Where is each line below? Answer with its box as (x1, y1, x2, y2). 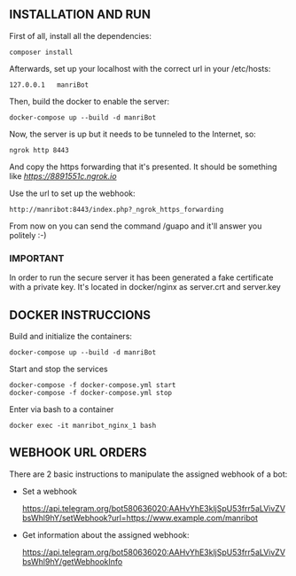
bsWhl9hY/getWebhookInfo (21, 556, 123, 566)
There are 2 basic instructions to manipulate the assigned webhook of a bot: (9, 469, 288, 479)
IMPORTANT (9, 252, 65, 264)
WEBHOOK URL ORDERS (9, 445, 148, 460)
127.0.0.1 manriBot (9, 80, 90, 90)
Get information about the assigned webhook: (21, 529, 190, 540)
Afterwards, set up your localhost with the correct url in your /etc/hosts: (9, 63, 271, 74)
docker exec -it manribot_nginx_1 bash (9, 421, 157, 430)
